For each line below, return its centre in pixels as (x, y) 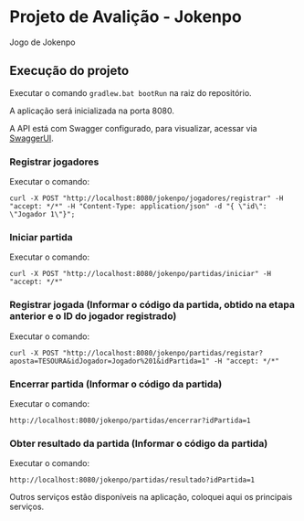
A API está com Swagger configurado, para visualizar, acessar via (133, 128)
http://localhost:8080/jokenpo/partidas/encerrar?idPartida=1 (130, 420)
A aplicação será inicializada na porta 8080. (92, 111)
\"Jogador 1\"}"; (42, 215)
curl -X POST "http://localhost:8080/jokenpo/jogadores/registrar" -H (147, 198)
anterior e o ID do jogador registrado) (93, 316)
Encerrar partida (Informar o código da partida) (116, 384)
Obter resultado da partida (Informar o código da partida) (139, 443)
